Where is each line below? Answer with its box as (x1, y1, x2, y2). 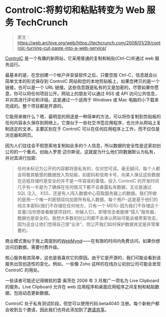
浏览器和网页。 (5, 132, 36, 138)
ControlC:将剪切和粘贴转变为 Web (5, 4, 145, 16)
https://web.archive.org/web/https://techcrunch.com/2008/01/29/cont (17, 40, 161, 46)
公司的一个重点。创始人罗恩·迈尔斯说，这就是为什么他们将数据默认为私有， (5, 149, 158, 155)
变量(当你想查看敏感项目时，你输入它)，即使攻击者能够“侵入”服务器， (17, 209, 159, 214)
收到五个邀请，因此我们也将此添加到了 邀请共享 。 (9, 307, 109, 313)
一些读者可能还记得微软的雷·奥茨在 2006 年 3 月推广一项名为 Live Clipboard (5, 277, 160, 283)
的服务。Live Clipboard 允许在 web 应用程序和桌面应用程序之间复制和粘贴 (5, 283, 155, 290)
